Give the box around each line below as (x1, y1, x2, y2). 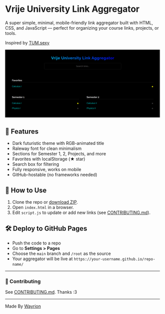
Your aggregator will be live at (12, 255, 73, 262)
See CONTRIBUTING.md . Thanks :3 (5, 289, 77, 295)
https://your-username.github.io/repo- (73, 256, 156, 262)
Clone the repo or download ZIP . (12, 199, 78, 205)
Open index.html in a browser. (12, 205, 74, 210)
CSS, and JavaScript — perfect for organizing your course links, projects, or (5, 25, 159, 31)
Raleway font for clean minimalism (12, 145, 82, 151)
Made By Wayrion (5, 303, 41, 309)
